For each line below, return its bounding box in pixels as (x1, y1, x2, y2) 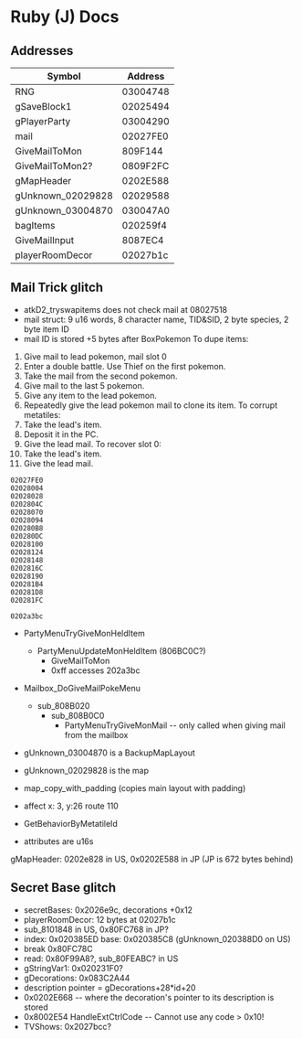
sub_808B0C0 (50, 710, 105, 721)
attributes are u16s (23, 835, 94, 847)
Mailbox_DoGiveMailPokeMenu (23, 682, 141, 693)
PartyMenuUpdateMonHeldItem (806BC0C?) (36, 645, 206, 656)
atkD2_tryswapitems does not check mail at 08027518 (23, 304, 227, 315)
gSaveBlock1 (15, 101, 72, 112)
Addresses (10, 43, 74, 59)
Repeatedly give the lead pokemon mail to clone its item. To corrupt (23, 400, 278, 411)
